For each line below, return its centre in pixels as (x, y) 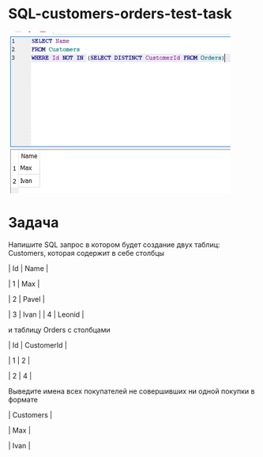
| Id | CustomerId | (38, 345)
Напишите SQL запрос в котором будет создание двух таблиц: (114, 244)
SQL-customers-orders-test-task (120, 14)
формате (23, 399)
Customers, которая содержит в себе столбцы (86, 253)
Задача (34, 223)
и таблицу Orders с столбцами (59, 329)
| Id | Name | (28, 268)
